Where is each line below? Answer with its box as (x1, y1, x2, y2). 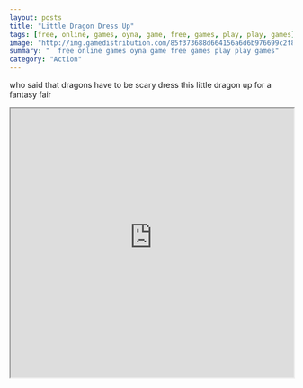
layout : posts (9, 13, 63, 22)
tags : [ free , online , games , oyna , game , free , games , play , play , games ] (9, 30, 296, 39)
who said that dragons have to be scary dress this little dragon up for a (9, 80, 272, 90)
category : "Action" (9, 55, 83, 64)
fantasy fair (9, 89, 52, 100)
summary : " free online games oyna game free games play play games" (9, 47, 280, 56)
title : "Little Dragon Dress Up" (9, 22, 135, 31)
